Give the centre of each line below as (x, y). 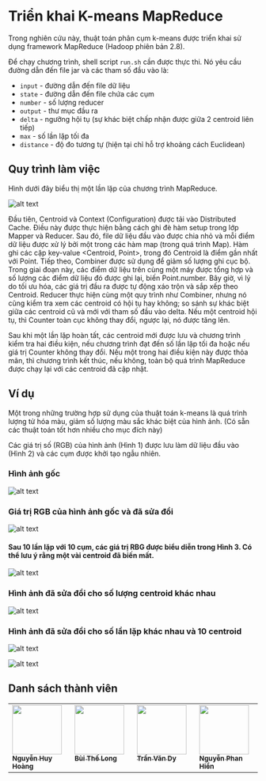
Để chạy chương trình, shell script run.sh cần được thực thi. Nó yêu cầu (125, 62)
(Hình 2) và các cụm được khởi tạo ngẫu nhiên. (84, 453)
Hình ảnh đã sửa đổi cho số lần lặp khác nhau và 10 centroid (125, 631)
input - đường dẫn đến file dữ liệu (75, 85)
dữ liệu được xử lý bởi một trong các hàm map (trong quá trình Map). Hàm (129, 244)
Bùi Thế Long (96, 758)
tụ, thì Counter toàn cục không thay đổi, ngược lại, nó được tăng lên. (119, 320)
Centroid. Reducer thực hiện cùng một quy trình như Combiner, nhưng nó (127, 294)
